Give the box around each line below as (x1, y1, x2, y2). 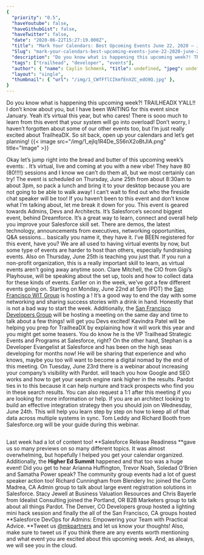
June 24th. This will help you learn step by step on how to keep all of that (6, 408, 190, 415)
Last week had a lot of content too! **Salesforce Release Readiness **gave (6, 438, 196, 446)
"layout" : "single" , (12, 71, 64, 77)
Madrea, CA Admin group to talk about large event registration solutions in (6, 484, 192, 491)
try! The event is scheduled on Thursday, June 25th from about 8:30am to (6, 176, 192, 182)
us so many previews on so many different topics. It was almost (6, 445, 165, 452)
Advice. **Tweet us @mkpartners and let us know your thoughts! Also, (6, 522, 185, 529)
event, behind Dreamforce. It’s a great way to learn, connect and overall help (6, 214, 198, 221)
